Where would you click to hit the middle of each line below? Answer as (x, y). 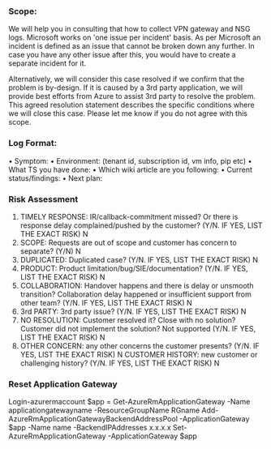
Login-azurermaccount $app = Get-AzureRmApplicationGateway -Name (129, 402)
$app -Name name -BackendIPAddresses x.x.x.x (90, 428)
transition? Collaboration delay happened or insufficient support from (135, 294)
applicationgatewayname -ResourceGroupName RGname (104, 410)
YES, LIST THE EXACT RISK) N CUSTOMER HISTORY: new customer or (139, 354)
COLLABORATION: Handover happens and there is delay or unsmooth (137, 285)
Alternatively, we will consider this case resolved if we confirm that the (127, 79)
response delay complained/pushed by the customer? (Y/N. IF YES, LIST (141, 225)
